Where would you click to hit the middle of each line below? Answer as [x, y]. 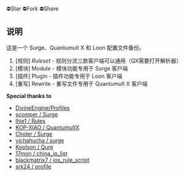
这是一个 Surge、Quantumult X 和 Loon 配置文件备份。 [75, 47]
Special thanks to [29, 96]
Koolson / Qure [34, 147]
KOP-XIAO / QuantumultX [47, 127]
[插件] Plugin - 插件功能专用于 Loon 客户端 [69, 76]
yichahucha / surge [40, 140]
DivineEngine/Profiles [43, 108]
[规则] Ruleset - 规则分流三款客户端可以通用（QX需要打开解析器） [98, 61]
